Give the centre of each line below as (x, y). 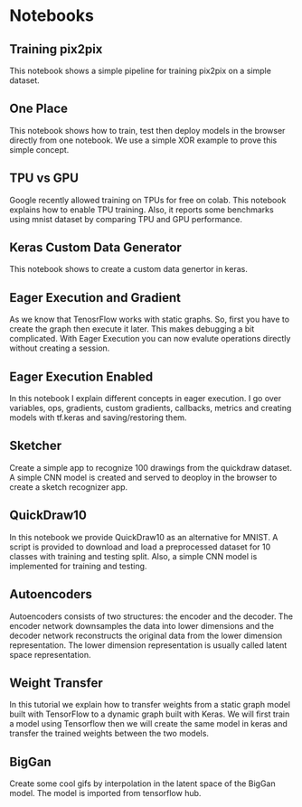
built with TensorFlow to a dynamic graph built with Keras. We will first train (150, 714)
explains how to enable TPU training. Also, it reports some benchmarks (142, 210)
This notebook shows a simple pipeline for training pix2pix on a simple (140, 70)
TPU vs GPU (44, 178)
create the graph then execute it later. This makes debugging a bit (132, 329)
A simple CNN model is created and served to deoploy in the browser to (143, 477)
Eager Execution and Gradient (95, 298)
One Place (39, 109)
